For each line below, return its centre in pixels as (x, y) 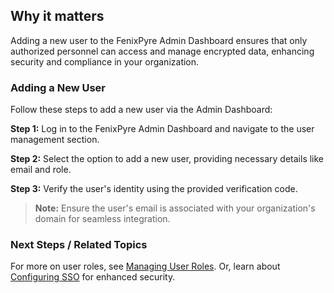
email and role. (41, 170)
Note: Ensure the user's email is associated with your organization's (175, 208)
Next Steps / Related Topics (79, 245)
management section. (55, 140)
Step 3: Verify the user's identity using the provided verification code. (154, 189)
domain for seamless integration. (102, 219)
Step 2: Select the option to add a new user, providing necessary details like (167, 159)
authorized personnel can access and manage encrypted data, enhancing (162, 51)
